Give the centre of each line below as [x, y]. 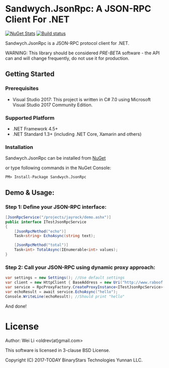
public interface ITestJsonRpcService [46, 222]
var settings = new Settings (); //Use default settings [65, 278]
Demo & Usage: [30, 193]
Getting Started [30, 74]
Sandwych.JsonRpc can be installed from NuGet [56, 158]
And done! [16, 306]
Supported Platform [30, 118]
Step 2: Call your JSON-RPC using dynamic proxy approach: [80, 267]
